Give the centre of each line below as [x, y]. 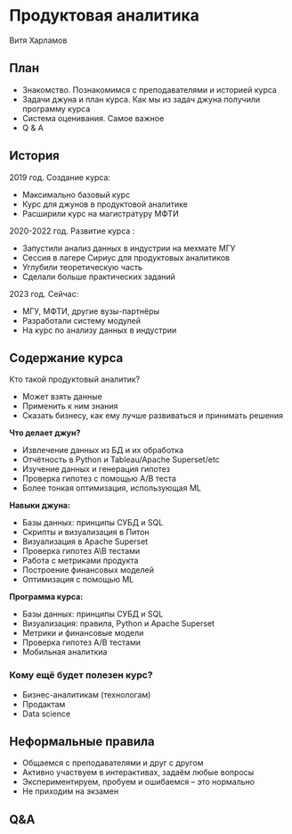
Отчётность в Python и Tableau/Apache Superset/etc [121, 459]
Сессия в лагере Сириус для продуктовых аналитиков [126, 257]
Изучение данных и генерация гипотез [96, 469]
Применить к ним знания [70, 406]
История [34, 156]
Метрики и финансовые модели [83, 633]
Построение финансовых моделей [88, 570]
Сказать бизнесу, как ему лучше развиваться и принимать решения [152, 416]
